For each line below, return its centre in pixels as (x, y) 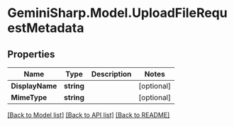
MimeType (29, 97)
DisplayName (34, 86)
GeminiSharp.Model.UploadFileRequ (118, 13)
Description (111, 74)
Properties (31, 54)
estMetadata (46, 28)
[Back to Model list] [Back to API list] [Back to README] (89, 115)
